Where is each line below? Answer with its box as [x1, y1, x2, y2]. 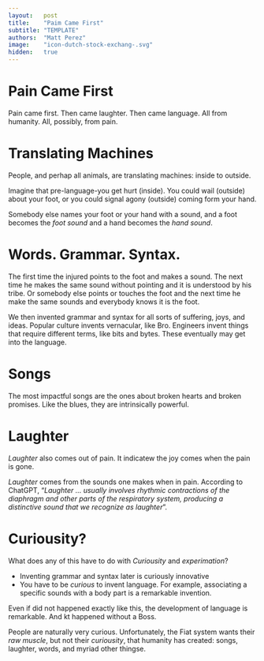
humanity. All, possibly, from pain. [8, 116, 118, 126]
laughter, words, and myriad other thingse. [8, 644, 146, 653]
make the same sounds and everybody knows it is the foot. [8, 297, 200, 306]
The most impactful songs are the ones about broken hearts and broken [8, 391, 242, 400]
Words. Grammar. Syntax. [8, 246, 181, 264]
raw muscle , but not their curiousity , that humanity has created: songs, [8, 635, 238, 644]
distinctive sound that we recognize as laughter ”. [8, 502, 168, 512]
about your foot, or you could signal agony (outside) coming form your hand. [8, 194, 257, 204]
